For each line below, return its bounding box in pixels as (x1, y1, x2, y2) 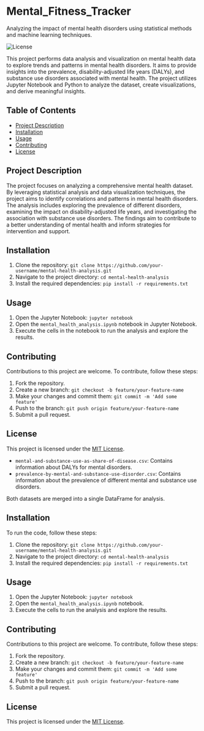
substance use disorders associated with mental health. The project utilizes (6, 74, 197, 82)
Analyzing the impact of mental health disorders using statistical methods (6, 25, 192, 32)
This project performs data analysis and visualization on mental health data (6, 55, 196, 62)
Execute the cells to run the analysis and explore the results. (15, 606, 167, 614)
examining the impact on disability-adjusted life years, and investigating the (6, 207, 197, 215)
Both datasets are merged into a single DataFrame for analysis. (6, 495, 165, 502)
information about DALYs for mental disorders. (15, 463, 133, 471)
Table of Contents (6, 106, 77, 116)
